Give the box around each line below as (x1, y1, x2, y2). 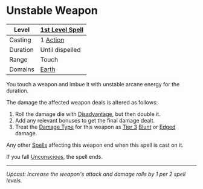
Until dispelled (40, 45, 81, 54)
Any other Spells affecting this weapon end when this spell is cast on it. (6, 141, 184, 149)
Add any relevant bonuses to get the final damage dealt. (14, 117, 155, 124)
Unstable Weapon (6, 4, 98, 18)
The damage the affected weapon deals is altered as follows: (6, 98, 158, 106)
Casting (9, 36, 31, 44)
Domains (9, 65, 34, 73)
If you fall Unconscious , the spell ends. (6, 153, 103, 160)
